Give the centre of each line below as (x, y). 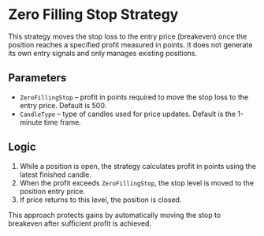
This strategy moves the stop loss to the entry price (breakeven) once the (128, 36)
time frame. (62, 122)
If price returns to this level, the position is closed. (100, 200)
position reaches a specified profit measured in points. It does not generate (130, 44)
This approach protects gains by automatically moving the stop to (115, 215)
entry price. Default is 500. (63, 105)
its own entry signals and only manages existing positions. (103, 53)
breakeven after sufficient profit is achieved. (80, 223)
